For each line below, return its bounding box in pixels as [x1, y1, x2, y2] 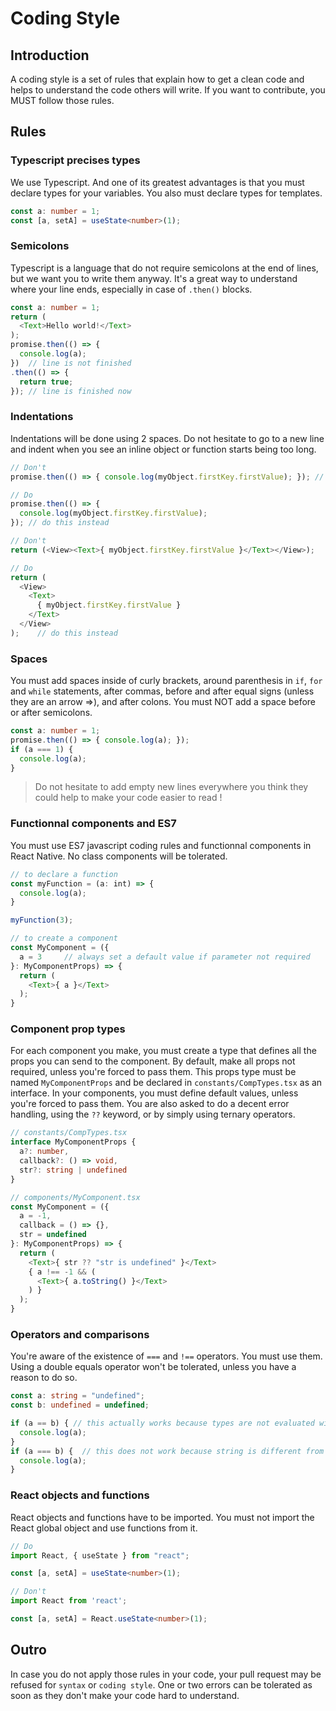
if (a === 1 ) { [10, 744, 74, 754]
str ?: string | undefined [19, 1165, 128, 1175]
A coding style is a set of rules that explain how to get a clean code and [10, 73, 305, 85]
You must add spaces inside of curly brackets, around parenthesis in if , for [10, 675, 323, 687]
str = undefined [19, 1230, 87, 1240]
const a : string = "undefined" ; [10, 1391, 145, 1401]
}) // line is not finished [10, 358, 132, 368]
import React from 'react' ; [10, 1596, 128, 1606]
